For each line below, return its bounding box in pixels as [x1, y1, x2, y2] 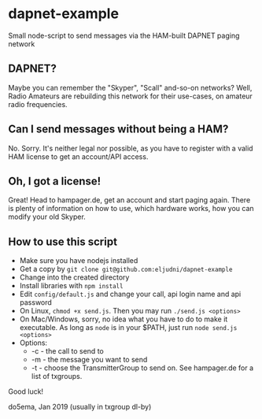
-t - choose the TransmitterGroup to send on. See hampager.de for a [31, 363, 254, 373]
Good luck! [8, 387, 44, 396]
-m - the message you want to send [31, 355, 148, 365]
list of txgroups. [31, 372, 83, 381]
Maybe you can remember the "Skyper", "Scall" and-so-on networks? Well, [8, 83, 253, 92]
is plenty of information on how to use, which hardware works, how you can [8, 204, 254, 213]
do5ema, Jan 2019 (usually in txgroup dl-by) [8, 402, 152, 412]
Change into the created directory [19, 273, 130, 282]
